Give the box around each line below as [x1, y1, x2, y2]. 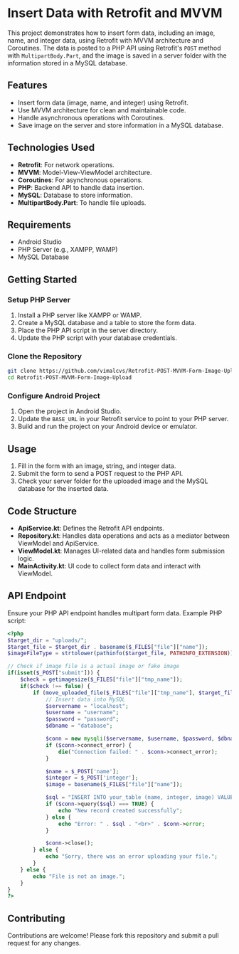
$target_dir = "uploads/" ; [7, 637, 87, 644]
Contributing [7, 912, 65, 924]
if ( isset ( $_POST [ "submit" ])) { [7, 669, 100, 677]
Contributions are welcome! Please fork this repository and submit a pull [7, 931, 219, 940]
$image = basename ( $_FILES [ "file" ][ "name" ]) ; [45, 781, 183, 788]
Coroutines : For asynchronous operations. [17, 176, 144, 184]
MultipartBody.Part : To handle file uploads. [17, 198, 147, 207]
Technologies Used [7, 142, 95, 154]
